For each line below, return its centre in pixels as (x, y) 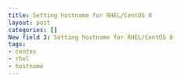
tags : (17, 45)
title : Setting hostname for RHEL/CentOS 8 (80, 15)
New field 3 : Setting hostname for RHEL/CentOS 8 (91, 37)
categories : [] (33, 30)
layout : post (29, 23)
